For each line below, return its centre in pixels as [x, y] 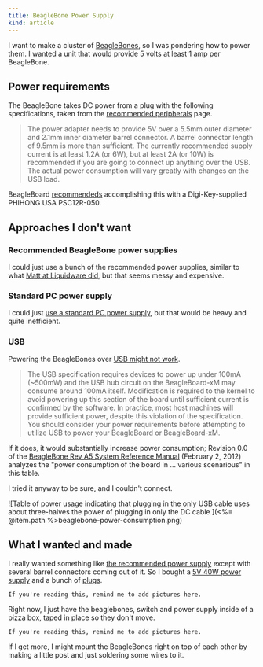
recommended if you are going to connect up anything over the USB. [139, 163]
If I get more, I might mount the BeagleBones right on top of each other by [128, 647]
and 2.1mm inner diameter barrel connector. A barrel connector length [140, 138]
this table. [24, 473]
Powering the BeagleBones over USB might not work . [94, 359]
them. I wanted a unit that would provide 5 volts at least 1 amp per [115, 53]
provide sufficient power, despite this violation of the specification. [135, 416]
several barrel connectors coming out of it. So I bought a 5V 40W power [125, 572]
